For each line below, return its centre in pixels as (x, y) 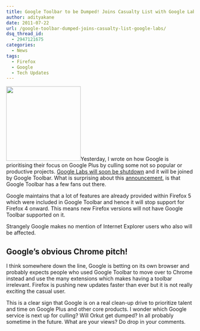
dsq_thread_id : (25, 34)
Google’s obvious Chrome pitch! (67, 251)
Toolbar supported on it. (36, 215)
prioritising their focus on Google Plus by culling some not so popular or (94, 165)
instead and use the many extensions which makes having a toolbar (89, 279)
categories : (21, 45)
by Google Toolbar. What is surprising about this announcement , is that (93, 178)
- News (20, 51)
